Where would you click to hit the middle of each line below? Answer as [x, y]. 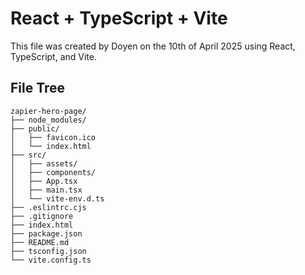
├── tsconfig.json [48, 251]
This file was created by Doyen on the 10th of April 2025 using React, [153, 46]
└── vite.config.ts [51, 260]
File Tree [38, 88]
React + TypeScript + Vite [119, 18]
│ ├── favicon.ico [53, 137]
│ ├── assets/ [44, 163]
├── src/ [28, 155]
